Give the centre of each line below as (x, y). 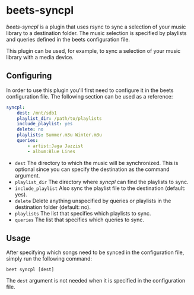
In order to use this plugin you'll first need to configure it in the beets (90, 90)
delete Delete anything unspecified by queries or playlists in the (93, 201)
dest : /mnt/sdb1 (37, 113)
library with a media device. (40, 57)
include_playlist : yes (45, 124)
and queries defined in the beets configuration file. (68, 39)
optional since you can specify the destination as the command (92, 169)
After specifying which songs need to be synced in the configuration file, (95, 252)
